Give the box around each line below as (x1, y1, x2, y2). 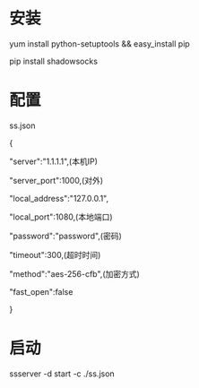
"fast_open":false (9, 286, 74, 297)
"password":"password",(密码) (9, 230, 123, 241)
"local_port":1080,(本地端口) (9, 211, 114, 222)
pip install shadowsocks (9, 56, 99, 66)
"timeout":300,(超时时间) (9, 249, 101, 260)
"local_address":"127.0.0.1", (9, 193, 109, 203)
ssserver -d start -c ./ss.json (9, 368, 115, 379)
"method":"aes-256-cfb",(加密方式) (9, 268, 141, 279)
